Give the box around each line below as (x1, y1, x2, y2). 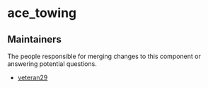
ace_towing (7, 5, 77, 21)
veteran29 (17, 73, 48, 82)
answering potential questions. (7, 60, 97, 68)
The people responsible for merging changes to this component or (7, 52, 202, 60)
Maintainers (7, 33, 62, 45)
